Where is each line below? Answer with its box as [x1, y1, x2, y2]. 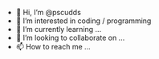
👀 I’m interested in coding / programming [15, 16, 152, 26]
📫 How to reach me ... [15, 42, 91, 51]
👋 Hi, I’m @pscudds [15, 8, 82, 17]
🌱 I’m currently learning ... [15, 25, 102, 33]
